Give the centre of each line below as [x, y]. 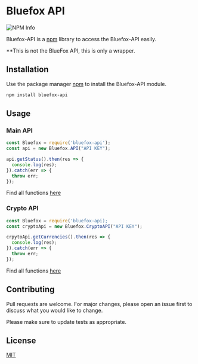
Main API [19, 130]
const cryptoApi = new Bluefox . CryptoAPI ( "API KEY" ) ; [75, 226]
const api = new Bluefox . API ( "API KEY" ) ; [58, 149]
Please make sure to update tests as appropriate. [66, 322]
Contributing [30, 290]
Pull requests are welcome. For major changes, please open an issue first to [99, 304]
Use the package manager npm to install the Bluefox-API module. [86, 84]
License [21, 341]
